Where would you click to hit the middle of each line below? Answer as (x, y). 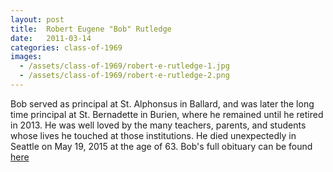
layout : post (37, 19)
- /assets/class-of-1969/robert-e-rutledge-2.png (124, 76)
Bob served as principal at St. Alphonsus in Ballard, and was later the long (162, 103)
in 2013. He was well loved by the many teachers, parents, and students (158, 125)
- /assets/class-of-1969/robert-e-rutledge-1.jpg (124, 66)
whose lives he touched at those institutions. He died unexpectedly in (153, 135)
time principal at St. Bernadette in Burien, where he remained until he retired (167, 114)
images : (26, 57)
